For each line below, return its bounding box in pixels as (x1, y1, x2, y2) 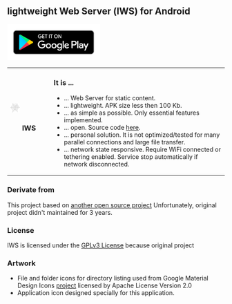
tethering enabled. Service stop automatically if (64, 152, 198, 161)
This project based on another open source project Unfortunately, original (7, 200, 217, 209)
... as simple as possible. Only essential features (64, 108, 200, 117)
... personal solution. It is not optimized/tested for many (64, 131, 220, 139)
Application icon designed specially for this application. (17, 289, 175, 297)
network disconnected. (64, 160, 130, 168)
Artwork (7, 258, 36, 268)
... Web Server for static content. (64, 93, 156, 102)
